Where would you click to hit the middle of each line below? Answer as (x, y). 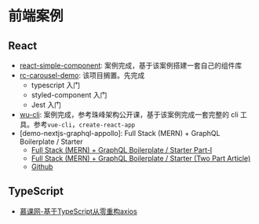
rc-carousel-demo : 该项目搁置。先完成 (82, 75)
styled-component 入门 (69, 95)
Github (42, 167)
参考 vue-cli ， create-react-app (84, 124)
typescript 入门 (56, 85)
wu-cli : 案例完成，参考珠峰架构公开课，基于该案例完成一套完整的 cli (129, 114)
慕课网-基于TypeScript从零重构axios (78, 211)
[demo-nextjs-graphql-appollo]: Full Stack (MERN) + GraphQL (120, 133)
